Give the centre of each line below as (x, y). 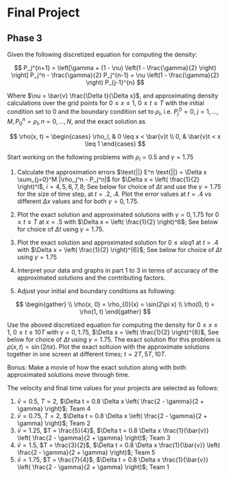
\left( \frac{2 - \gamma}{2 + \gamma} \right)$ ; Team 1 (93, 467)
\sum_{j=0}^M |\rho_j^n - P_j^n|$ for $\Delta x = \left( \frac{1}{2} (108, 179)
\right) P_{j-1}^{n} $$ (115, 82)
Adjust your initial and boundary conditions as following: (96, 291)
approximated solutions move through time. (69, 374)
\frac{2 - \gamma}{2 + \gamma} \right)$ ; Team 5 (86, 452)
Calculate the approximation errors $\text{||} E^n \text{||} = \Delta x (112, 172)
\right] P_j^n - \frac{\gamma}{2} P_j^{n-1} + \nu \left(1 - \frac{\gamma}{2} (115, 75)
